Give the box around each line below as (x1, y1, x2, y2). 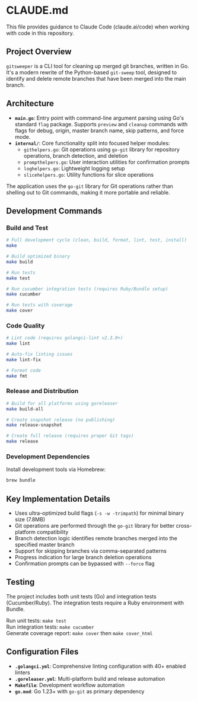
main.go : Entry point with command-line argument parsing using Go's (14, 114, 184, 122)
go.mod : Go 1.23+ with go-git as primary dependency (14, 687, 145, 694)
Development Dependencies (6, 453, 90, 461)
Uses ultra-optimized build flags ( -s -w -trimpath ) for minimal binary (14, 509, 184, 517)
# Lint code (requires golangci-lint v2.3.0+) (6, 335, 123, 341)
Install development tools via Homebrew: (6, 466, 106, 473)
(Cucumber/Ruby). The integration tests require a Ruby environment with (6, 599, 184, 606)
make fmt (6, 373, 28, 379)
